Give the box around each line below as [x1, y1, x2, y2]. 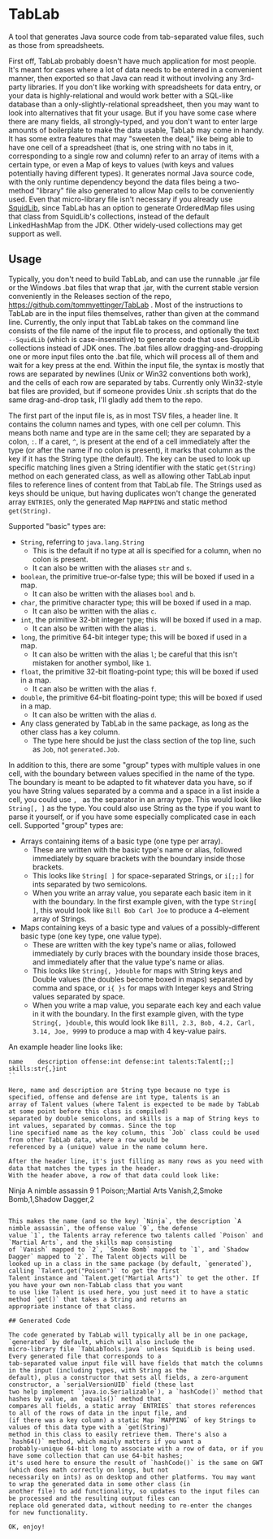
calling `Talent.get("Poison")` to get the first [8, 1267, 180, 1275]
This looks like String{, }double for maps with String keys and [32, 965, 242, 975]
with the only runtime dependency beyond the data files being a [8, 176, 223, 187]
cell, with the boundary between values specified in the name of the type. [8, 769, 255, 778]
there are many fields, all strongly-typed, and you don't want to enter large [8, 116, 258, 126]
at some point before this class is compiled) [8, 1107, 169, 1116]
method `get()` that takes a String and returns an [8, 1295, 187, 1303]
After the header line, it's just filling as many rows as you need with [8, 1157, 264, 1165]
